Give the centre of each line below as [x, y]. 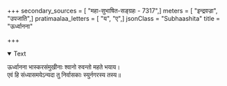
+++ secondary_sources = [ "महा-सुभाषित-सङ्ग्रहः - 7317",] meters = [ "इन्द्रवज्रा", [112, 11]
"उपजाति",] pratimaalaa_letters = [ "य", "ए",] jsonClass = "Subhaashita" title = [114, 18]
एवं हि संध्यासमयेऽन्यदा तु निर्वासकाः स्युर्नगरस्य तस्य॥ [64, 75]
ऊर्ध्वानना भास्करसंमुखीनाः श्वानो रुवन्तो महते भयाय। [64, 67]
